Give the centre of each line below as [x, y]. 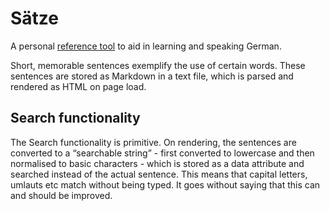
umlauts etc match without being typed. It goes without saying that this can [165, 184]
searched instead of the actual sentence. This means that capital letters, [159, 174]
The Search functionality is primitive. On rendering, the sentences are [153, 142]
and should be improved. [61, 195]
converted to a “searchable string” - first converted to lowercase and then [162, 153]
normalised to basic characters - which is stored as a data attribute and [157, 163]
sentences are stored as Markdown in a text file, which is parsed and [152, 76]
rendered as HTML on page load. [78, 86]
